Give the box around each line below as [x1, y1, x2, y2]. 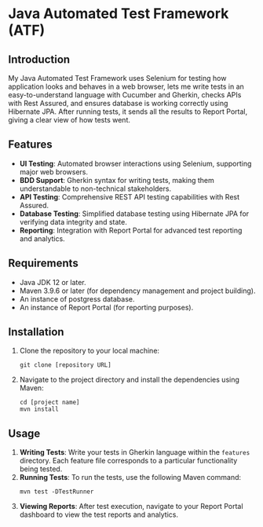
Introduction [8, 53, 71, 66]
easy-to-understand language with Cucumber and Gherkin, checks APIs [8, 90, 242, 99]
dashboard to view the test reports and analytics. [19, 510, 179, 519]
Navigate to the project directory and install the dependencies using [19, 375, 239, 385]
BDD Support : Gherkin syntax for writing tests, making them [19, 175, 214, 185]
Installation [8, 325, 64, 339]
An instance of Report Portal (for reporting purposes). [19, 302, 194, 312]
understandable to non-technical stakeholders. [19, 184, 171, 193]
